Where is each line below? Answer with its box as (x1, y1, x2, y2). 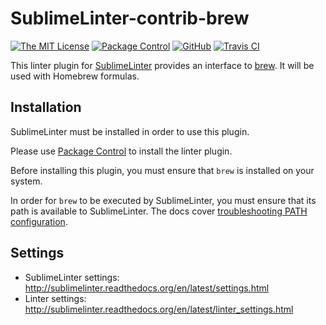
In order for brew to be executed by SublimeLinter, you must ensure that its (10, 194, 317, 206)
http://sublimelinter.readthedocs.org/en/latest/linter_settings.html (24, 303, 294, 315)
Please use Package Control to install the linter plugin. (10, 145, 233, 157)
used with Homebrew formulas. (10, 70, 140, 82)
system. (10, 175, 43, 187)
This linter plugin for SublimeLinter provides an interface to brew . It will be (10, 59, 315, 71)
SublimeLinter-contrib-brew (10, 7, 250, 30)
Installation (10, 99, 82, 116)
